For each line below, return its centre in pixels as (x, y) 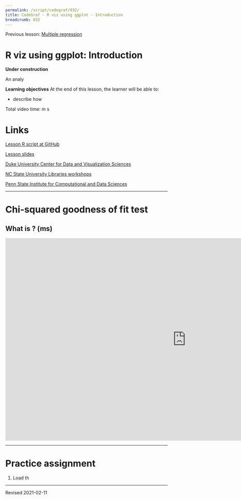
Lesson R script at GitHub (32, 144)
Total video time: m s (28, 109)
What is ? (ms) (29, 229)
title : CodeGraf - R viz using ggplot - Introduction (64, 15)
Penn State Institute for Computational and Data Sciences (66, 184)
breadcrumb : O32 (23, 20)
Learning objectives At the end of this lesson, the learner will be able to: (82, 89)
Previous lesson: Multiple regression (44, 34)
